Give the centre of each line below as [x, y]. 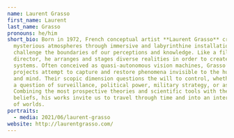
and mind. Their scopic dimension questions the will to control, [112, 78]
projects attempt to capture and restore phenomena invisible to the [116, 72]
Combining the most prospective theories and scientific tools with [115, 91]
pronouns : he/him [32, 33]
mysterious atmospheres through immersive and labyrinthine [102, 46]
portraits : [23, 111]
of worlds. [29, 105]
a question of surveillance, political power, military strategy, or [116, 85]
